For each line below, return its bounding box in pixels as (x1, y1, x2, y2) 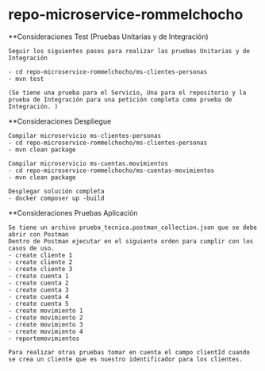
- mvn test (8, 75, 44, 82)
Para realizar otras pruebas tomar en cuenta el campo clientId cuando (8, 348, 250, 356)
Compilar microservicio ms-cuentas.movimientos (8, 159, 169, 167)
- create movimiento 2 (8, 313, 83, 322)
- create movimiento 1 (8, 307, 83, 315)
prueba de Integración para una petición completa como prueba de (8, 95, 232, 104)
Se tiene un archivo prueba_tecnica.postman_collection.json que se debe (8, 224, 258, 231)
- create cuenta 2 (8, 279, 69, 287)
